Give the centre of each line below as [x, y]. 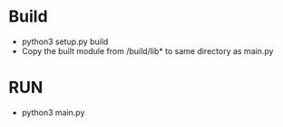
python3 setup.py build [65, 41]
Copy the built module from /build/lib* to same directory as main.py [147, 50]
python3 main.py [53, 112]
